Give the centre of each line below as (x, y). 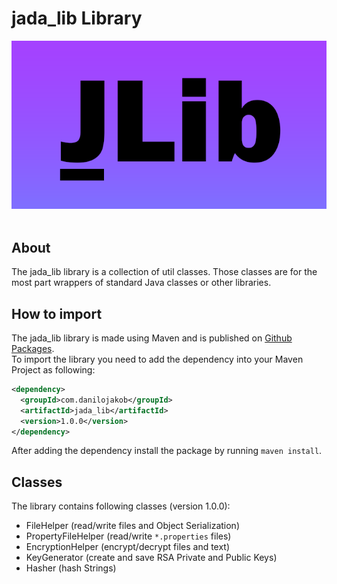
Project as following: (53, 370)
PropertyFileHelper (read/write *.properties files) (128, 536)
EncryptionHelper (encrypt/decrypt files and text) (128, 547)
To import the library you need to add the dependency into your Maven (157, 359)
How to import (57, 313)
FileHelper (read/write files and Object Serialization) (132, 526)
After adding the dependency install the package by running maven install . (167, 451)
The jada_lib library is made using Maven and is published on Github (152, 338)
